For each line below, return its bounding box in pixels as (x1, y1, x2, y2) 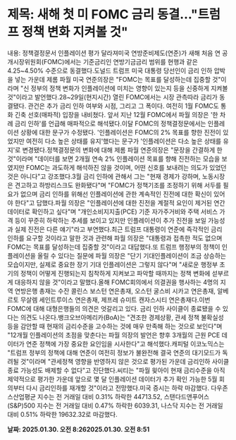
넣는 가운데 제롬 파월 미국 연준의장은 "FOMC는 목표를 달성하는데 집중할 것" (14, 75, 221, 83)
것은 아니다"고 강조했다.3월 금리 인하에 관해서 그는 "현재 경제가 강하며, (7, 172, 201, 181)
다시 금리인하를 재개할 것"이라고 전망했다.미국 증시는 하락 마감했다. (25, 384, 210, 392)
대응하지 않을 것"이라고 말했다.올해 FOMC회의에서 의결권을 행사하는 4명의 (14, 278, 219, 286)
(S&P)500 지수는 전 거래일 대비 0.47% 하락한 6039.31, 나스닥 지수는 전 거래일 (7, 401, 223, 410)
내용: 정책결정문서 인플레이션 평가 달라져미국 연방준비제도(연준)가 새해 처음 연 (7, 49, 221, 57)
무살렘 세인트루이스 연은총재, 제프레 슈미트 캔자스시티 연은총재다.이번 (20, 295, 211, 304)
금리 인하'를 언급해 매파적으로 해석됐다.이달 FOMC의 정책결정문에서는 (14, 119, 206, 128)
